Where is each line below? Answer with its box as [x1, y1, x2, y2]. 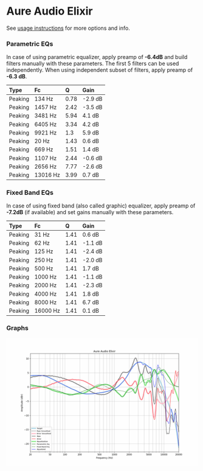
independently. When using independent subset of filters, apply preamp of [6, 66, 193, 74]
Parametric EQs [6, 40, 53, 48]
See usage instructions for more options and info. [6, 24, 131, 32]
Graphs [6, 324, 29, 332]
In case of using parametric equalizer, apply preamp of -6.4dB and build [6, 54, 188, 61]
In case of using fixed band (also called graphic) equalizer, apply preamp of [6, 202, 196, 209]
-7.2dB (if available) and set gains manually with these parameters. [6, 209, 174, 216]
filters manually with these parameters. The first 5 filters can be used [6, 60, 179, 68]
